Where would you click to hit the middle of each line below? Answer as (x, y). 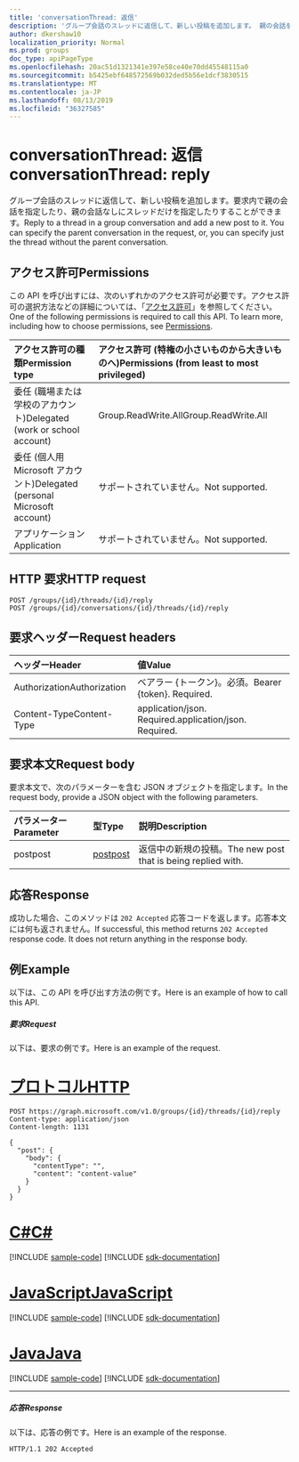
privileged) (121, 375)
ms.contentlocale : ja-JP (55, 92)
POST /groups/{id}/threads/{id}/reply (81, 600)
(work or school (47, 430)
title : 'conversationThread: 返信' (74, 17)
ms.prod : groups (39, 51)
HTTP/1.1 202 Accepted (51, 1449)
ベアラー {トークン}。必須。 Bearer (210, 682)
